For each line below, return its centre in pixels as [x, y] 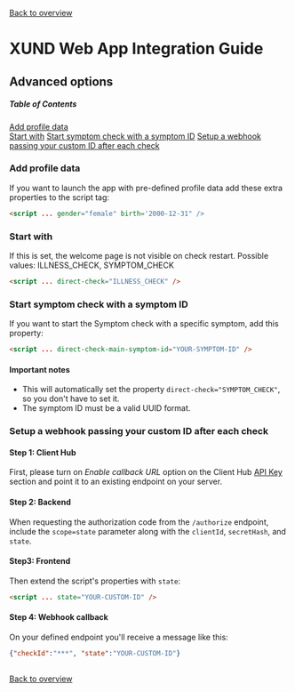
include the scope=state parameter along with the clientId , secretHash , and [148, 531]
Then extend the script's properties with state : [95, 581]
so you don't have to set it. [71, 398]
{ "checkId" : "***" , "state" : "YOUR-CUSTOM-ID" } [95, 653]
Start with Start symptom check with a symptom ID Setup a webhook [136, 136]
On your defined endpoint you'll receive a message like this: [119, 637]
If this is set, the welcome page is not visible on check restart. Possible [139, 256]
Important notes [40, 369]
